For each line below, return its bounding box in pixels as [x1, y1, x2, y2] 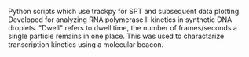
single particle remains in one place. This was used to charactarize [8, 31, 225, 41]
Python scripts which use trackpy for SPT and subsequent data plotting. [8, 7, 241, 16]
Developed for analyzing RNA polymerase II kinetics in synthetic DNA [8, 15, 233, 24]
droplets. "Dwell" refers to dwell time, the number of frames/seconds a [8, 23, 238, 32]
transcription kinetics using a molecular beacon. [8, 40, 164, 49]
